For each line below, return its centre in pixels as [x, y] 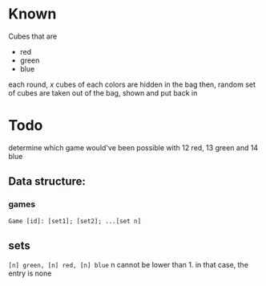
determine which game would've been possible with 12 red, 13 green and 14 [133, 147]
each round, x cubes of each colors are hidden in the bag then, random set [132, 84]
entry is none [30, 273]
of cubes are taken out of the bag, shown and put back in [103, 92]
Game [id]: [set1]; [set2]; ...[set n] [75, 221]
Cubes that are [33, 36]
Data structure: [47, 182]
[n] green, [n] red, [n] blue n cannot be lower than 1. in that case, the [128, 265]
